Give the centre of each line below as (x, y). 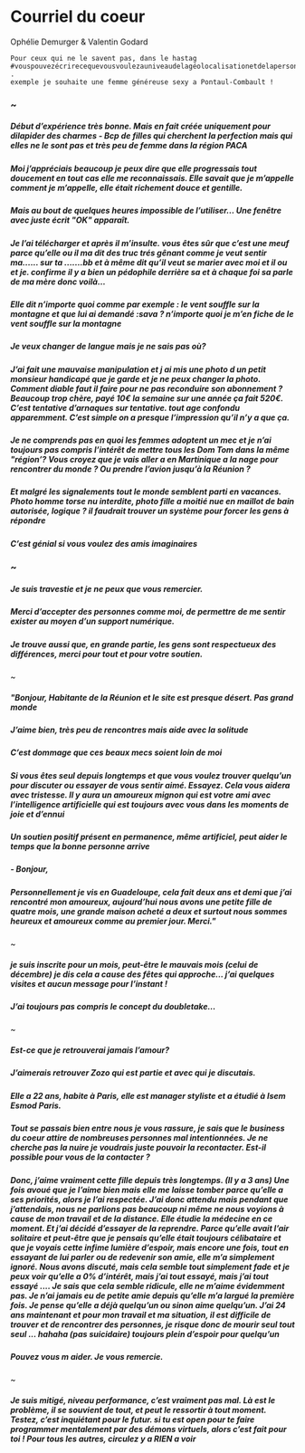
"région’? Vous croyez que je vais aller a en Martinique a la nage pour (144, 460)
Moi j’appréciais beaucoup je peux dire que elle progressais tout (133, 168)
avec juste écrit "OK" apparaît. (70, 220)
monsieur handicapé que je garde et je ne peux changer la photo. (136, 378)
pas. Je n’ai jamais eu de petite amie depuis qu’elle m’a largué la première (152, 1295)
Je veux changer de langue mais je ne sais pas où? (108, 347)
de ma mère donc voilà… (58, 282)
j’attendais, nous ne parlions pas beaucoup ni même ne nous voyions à (147, 1209)
